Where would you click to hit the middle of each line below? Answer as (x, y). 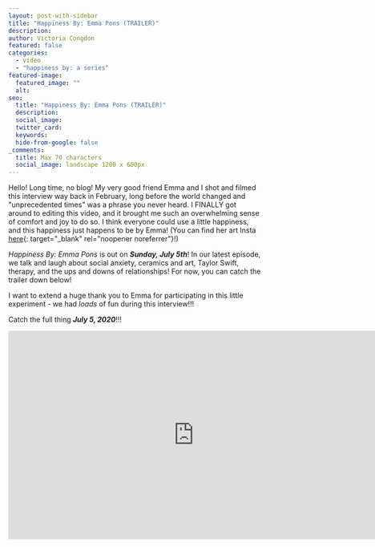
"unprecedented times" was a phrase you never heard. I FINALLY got (122, 205)
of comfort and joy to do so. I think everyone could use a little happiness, (129, 222)
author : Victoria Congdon (51, 38)
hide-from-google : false (57, 142)
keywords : (32, 135)
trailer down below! (40, 280)
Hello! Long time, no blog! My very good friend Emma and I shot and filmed (132, 188)
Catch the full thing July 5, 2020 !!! (65, 320)
